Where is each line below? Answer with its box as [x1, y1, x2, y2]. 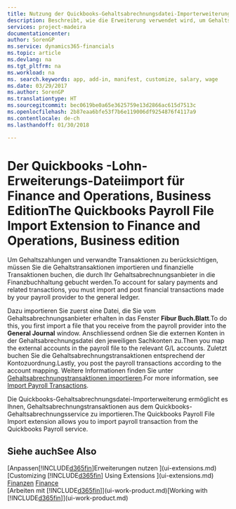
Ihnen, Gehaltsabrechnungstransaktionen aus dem [7, 402, 153, 411]
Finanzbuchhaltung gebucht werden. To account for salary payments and [7, 278, 218, 287]
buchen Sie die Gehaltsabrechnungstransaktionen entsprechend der [7, 352, 206, 360]
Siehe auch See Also [7, 445, 97, 457]
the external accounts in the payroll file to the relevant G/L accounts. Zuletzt [7, 344, 227, 352]
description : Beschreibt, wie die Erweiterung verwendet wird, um [7, 17, 206, 24]
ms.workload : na [7, 69, 55, 76]
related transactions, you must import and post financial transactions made [7, 285, 225, 294]
